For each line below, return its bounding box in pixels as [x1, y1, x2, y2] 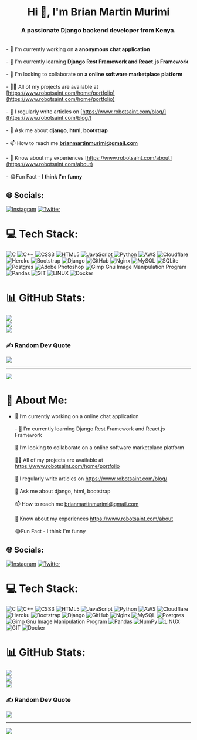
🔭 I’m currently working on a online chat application [14, 413, 139, 420]
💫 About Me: [6, 393, 68, 407]
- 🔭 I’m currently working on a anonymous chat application [6, 46, 151, 53]
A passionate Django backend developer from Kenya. [21, 26, 176, 35]
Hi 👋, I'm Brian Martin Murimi [27, 5, 170, 19]
